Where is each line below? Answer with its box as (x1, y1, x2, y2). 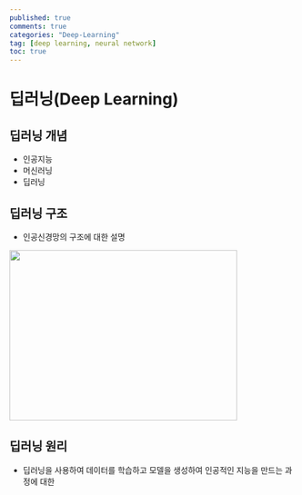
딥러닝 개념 (9, 128, 68, 144)
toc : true (9, 47, 47, 56)
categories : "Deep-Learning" (9, 30, 120, 39)
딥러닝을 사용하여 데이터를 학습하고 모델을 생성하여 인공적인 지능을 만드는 (22, 464, 284, 475)
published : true (9, 13, 71, 23)
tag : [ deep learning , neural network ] (9, 38, 156, 48)
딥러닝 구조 (9, 205, 68, 221)
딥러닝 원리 (9, 439, 68, 454)
